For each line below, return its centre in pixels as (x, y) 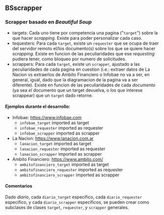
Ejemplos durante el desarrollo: (38, 107)
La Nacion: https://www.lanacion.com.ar (53, 138)
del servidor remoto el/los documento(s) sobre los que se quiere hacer (84, 48)
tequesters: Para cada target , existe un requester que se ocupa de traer (85, 43)
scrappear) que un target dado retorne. (53, 95)
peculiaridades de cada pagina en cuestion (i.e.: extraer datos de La (81, 69)
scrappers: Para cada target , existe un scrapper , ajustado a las (76, 64)
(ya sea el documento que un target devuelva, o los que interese (77, 90)
